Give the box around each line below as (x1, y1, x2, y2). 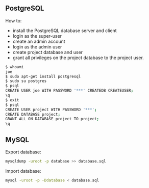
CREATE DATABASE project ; (5, 112, 60, 117)
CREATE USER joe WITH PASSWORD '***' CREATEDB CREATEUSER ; (5, 88, 134, 93)
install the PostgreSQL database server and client (12, 28, 117, 34)
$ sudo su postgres (5, 78, 47, 84)
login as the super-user (12, 33, 62, 39)
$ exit (5, 97, 19, 102)
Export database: (5, 149, 42, 155)
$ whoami (5, 64, 24, 69)
